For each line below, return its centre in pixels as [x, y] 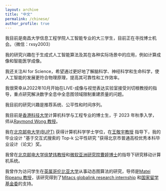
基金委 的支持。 [20, 184]
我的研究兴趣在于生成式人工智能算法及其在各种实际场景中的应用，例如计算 [81, 55]
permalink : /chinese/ [27, 19]
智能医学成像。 [29, 61]
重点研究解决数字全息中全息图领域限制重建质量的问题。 [70, 94]
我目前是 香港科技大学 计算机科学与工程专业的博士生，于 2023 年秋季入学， [81, 115]
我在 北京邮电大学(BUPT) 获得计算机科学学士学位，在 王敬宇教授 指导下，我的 [83, 132]
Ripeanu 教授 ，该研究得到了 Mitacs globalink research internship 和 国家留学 [82, 178]
